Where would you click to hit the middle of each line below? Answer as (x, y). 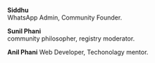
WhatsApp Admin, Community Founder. (65, 17)
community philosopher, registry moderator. (71, 38)
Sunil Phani (24, 31)
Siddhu (18, 10)
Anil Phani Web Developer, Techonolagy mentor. (78, 52)
